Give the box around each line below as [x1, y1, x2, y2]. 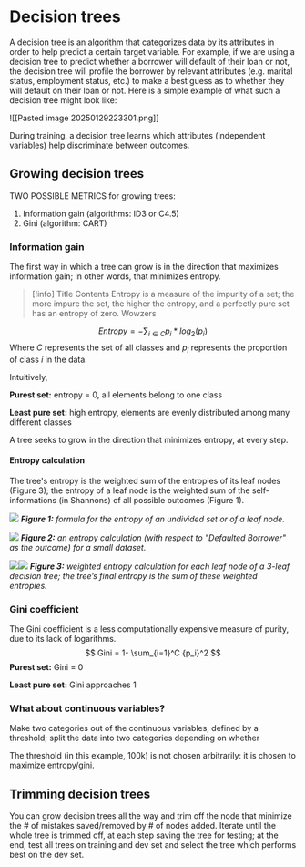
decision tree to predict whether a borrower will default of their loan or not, [9, 56, 290, 67]
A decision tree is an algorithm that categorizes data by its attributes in [9, 36, 275, 47]
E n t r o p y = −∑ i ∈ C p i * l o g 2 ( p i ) [98, 325, 208, 338]
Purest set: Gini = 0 [9, 662, 84, 673]
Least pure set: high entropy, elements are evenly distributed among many [9, 407, 290, 418]
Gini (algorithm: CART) [22, 217, 107, 229]
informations [9, 494, 57, 505]
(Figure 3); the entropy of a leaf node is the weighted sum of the [9, 485, 250, 496]
